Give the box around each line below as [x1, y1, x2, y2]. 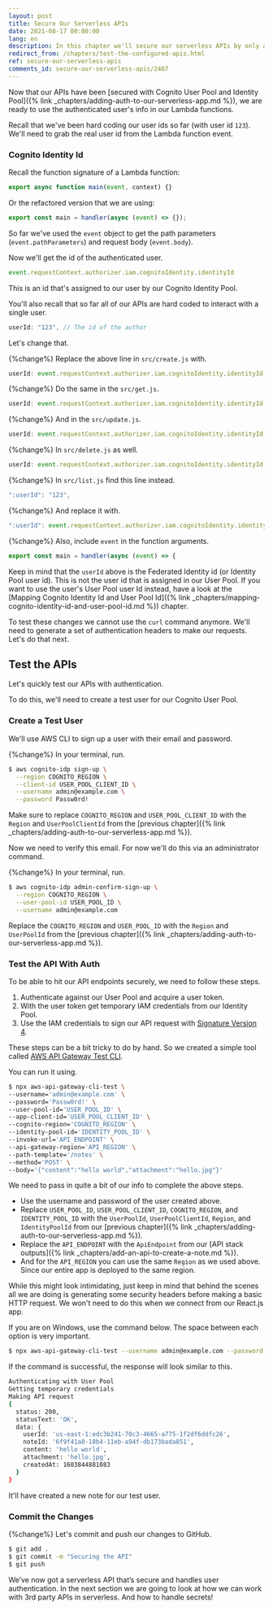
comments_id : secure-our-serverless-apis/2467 [8, 65, 169, 73]
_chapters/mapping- [192, 592, 261, 602]
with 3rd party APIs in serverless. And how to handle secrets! [8, 1592, 214, 1602]
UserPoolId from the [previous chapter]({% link [8, 929, 166, 939]
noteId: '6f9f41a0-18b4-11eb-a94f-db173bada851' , [23, 1438, 195, 1447]
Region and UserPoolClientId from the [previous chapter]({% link [8, 818, 226, 829]
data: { [15, 1423, 42, 1431]
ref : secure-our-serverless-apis [8, 58, 122, 66]
